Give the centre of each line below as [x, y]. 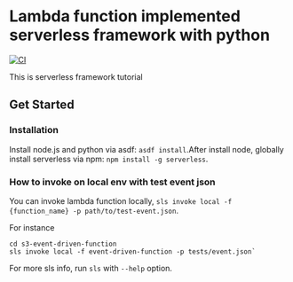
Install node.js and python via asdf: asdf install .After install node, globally [146, 149]
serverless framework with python [140, 35]
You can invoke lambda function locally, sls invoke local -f [121, 200]
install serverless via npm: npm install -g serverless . [109, 159]
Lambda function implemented [125, 16]
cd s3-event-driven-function [63, 244]
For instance [32, 227]
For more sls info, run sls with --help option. [91, 268]
